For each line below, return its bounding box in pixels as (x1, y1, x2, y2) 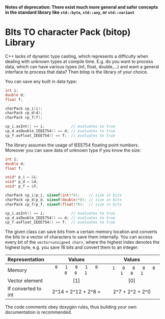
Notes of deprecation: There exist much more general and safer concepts (5, 4, 158, 10)
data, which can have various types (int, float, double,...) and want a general (5, 63, 159, 69)
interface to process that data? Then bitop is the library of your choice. (5, 69, 148, 75)
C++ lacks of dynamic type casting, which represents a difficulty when (5, 53, 148, 59)
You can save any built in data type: (5, 78, 78, 84)
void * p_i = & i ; (5, 174, 38, 180)
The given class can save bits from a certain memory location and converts (5, 229, 158, 235)
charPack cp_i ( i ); (5, 106, 43, 111)
